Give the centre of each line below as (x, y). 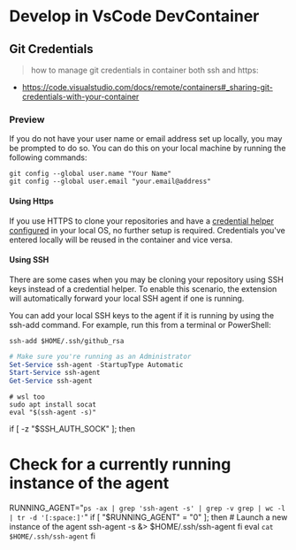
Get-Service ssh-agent (51, 381)
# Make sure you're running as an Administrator (100, 356)
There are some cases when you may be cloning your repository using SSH (147, 279)
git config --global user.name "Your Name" (91, 174)
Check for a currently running (120, 465)
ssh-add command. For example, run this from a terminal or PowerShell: (140, 325)
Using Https (32, 201)
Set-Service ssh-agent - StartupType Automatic (96, 364)
